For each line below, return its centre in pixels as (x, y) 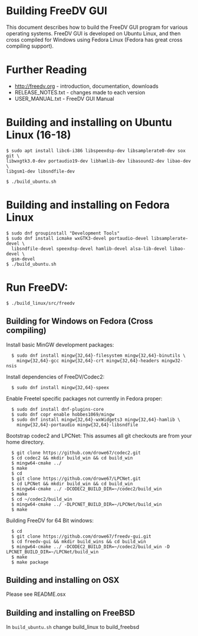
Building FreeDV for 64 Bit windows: (50, 520)
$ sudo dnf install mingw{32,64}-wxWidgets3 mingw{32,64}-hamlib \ (96, 420)
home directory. (25, 442)
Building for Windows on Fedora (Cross (80, 322)
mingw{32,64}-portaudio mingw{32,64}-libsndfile (77, 425)
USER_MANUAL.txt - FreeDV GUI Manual (64, 98)
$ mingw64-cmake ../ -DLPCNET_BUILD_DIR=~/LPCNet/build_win (87, 504)
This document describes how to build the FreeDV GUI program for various (97, 27)
